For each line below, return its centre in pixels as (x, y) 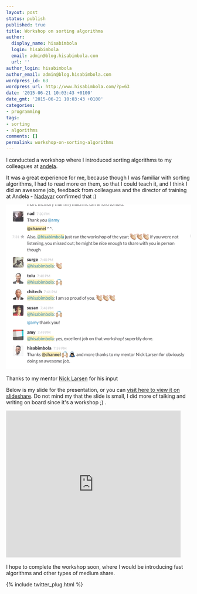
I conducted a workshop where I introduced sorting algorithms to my (89, 160)
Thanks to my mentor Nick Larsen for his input (62, 378)
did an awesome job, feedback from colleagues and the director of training (96, 190)
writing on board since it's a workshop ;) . (56, 402)
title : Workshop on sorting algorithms (55, 31)
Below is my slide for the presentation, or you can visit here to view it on (93, 390)
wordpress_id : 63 (27, 80)
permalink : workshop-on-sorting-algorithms (60, 143)
